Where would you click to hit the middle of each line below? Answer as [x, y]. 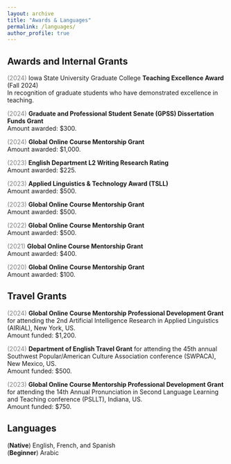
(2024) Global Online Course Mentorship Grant [76, 142]
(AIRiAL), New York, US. [41, 328]
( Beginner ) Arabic [33, 452]
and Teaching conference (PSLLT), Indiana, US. [75, 399]
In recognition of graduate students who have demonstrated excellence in [113, 93]
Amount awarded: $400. [42, 254]
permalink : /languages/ [42, 26]
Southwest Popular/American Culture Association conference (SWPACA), [112, 356]
